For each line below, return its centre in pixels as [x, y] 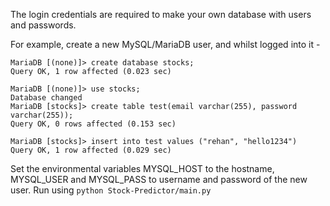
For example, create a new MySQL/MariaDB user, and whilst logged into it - [165, 44]
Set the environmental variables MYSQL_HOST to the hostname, [142, 168]
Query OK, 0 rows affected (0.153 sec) [93, 124]
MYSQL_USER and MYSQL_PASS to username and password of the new [159, 179]
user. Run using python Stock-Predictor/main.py [111, 190]
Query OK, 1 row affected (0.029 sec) [91, 150]
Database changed [46, 98]
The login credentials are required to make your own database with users [161, 14]
